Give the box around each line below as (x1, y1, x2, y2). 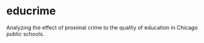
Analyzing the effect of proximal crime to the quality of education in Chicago (6, 24, 198, 31)
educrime (6, 4, 56, 18)
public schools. (6, 30, 44, 37)
